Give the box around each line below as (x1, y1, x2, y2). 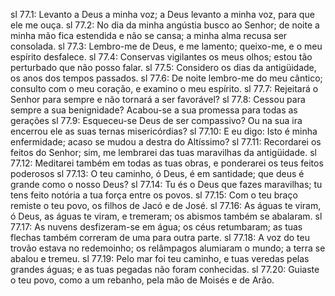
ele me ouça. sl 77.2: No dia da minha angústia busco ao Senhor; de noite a (10, 19, 320, 31)
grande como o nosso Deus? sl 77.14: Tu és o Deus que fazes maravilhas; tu (10, 179, 323, 190)
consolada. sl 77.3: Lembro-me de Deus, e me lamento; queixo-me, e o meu (10, 40, 323, 52)
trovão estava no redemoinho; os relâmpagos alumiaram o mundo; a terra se (10, 242, 326, 254)
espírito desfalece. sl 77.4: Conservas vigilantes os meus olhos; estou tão (10, 51, 313, 63)
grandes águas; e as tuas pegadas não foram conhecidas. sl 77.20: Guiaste (10, 264, 320, 275)
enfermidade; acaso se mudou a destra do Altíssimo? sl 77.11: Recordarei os (10, 136, 322, 148)
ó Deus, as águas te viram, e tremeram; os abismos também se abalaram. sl (10, 210, 323, 222)
